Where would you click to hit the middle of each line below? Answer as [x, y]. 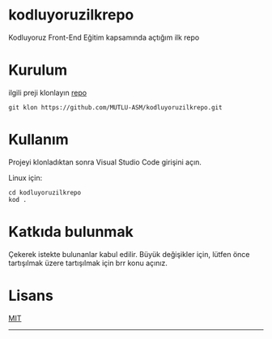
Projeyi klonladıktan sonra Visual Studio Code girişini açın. [105, 162]
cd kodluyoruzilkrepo [45, 192]
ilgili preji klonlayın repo [48, 92]
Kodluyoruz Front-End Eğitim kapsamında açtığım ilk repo [104, 37]
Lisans [31, 296]
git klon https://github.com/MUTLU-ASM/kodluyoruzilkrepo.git [115, 107]
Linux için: [25, 178]
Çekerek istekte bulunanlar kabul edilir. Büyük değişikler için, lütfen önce [129, 254]
